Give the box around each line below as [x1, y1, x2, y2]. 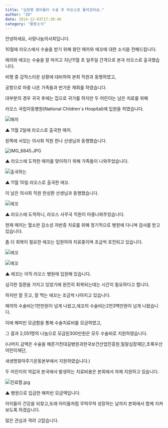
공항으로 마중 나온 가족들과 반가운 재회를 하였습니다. [5, 85, 107, 91]
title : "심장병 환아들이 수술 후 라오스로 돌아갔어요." [5, 7, 104, 13]
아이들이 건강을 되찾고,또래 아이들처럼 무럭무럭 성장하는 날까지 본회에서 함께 [5, 400, 154, 406]
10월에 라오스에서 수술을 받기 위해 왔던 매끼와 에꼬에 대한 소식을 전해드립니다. [5, 46, 157, 53]
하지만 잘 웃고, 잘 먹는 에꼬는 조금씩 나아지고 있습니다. [5, 292, 111, 298]
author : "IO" [5, 12, 33, 17]
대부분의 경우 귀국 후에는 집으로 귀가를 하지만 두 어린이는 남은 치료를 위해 [5, 95, 148, 101]
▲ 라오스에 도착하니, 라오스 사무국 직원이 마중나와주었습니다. [5, 211, 125, 218]
